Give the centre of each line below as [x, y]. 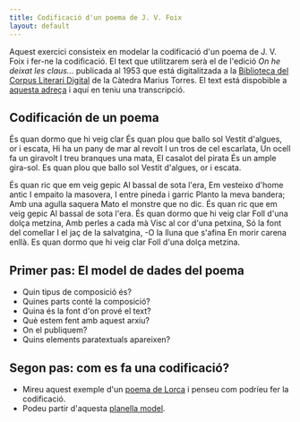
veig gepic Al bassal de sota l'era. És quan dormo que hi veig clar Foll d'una [149, 214]
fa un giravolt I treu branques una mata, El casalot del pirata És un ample [143, 159]
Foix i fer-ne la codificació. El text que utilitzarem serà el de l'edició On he [145, 61]
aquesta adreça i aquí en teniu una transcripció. [97, 90]
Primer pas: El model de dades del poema [127, 270]
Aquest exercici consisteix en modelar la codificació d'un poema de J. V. [143, 51]
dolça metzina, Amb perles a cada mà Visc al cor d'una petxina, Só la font [146, 223]
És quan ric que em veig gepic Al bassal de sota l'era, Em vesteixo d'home [146, 185]
